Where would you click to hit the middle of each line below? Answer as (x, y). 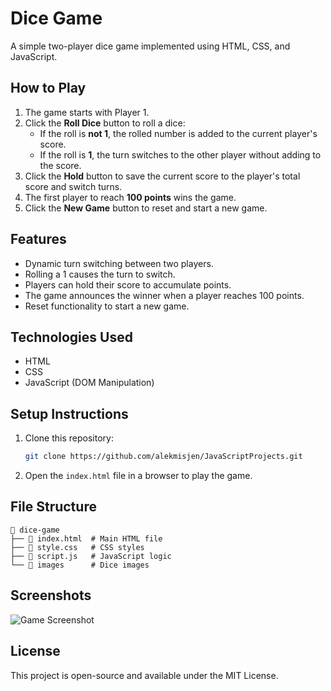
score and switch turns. (73, 186)
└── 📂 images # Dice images (80, 565)
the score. (60, 165)
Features (38, 239)
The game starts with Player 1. (87, 112)
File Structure (53, 507)
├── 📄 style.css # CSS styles (77, 547)
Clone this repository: (69, 438)
